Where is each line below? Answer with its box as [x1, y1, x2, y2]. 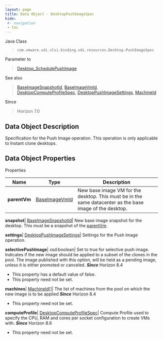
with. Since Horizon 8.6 [5, 320, 52, 326]
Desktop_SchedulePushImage [16, 66, 77, 72]
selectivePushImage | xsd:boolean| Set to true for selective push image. [5, 247, 149, 252]
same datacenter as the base [77, 199, 144, 206]
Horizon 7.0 [16, 108, 40, 114]
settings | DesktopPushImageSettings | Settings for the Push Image [5, 232, 138, 238]
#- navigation [7, 20, 36, 26]
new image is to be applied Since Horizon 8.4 [5, 291, 96, 297]
